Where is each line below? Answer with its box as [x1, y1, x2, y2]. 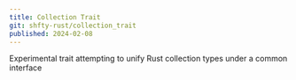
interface [9, 62, 43, 73]
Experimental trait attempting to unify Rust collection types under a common [9, 54, 288, 64]
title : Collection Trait [9, 12, 101, 22]
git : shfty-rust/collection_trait [9, 21, 137, 30]
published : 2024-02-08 [9, 29, 93, 38]
